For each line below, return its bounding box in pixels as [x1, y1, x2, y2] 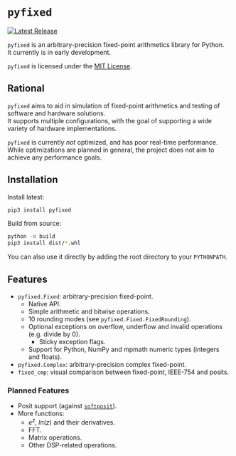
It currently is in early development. [7, 48, 112, 56]
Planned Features [7, 385, 70, 395]
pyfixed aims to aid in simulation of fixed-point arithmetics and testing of [7, 101, 220, 110]
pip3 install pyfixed [7, 206, 72, 214]
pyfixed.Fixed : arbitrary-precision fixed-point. [17, 292, 154, 301]
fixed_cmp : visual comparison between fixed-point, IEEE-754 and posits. [17, 368, 230, 376]
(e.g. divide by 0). [28, 330, 80, 338]
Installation [7, 174, 58, 186]
